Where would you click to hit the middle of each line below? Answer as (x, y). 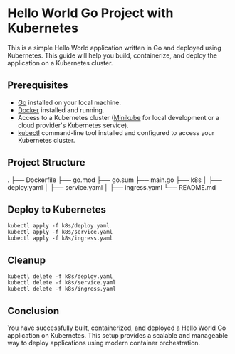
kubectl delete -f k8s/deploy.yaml (60, 277)
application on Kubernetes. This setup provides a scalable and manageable (118, 335)
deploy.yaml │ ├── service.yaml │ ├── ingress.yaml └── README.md (112, 187)
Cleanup (27, 260)
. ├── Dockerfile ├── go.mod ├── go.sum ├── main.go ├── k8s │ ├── (115, 180)
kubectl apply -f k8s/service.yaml (60, 232)
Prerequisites (38, 86)
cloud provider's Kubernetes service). (73, 125)
